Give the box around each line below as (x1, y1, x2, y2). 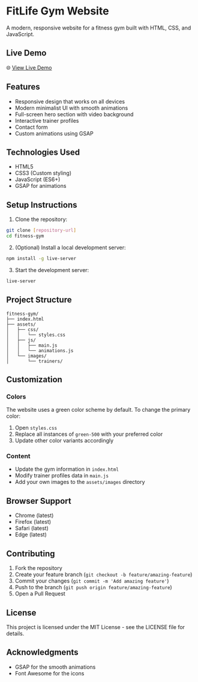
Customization (6, 374, 63, 385)
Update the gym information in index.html (14, 465, 119, 473)
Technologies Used (6, 147, 80, 157)
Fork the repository (14, 565, 63, 572)
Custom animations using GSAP (14, 129, 94, 137)
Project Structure (6, 295, 72, 305)
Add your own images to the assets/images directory (14, 479, 145, 486)
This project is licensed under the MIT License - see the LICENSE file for (6, 623, 185, 630)
